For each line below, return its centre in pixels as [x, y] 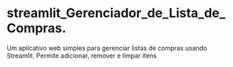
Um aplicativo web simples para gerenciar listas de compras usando [107, 48]
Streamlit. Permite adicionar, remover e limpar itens [82, 56]
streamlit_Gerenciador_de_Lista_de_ [116, 13]
